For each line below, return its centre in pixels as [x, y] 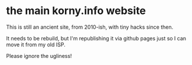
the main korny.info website [76, 11]
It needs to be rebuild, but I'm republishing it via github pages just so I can [96, 38]
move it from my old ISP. [36, 45]
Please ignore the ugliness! [39, 56]
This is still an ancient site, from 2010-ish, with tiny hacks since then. [90, 27]
